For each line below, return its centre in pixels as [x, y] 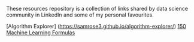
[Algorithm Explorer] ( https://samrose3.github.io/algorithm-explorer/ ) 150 [96, 26]
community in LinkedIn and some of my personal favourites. [80, 15]
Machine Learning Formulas [41, 33]
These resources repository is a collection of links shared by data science [97, 9]
